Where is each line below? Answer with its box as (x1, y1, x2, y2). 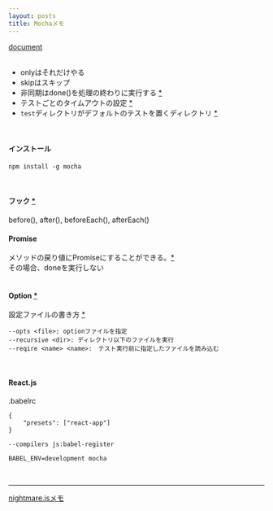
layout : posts (8, 11, 57, 20)
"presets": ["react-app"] (23, 418, 111, 427)
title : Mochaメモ (8, 20, 65, 28)
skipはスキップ (19, 77, 71, 87)
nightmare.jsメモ (8, 493, 65, 503)
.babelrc (8, 395, 37, 405)
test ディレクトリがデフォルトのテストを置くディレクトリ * (19, 107, 218, 118)
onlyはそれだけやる (19, 67, 85, 77)
